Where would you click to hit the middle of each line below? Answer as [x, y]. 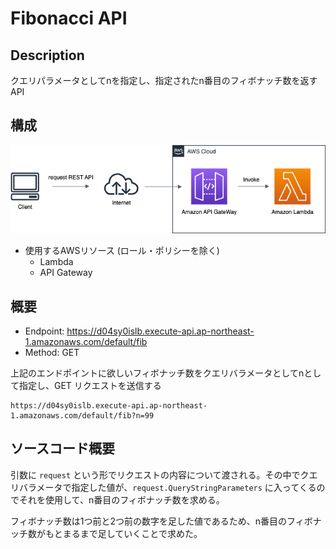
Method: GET [52, 352]
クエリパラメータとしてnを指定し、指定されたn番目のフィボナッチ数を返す [164, 80]
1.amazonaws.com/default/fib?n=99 [82, 415]
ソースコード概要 [62, 448]
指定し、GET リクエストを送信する [90, 385]
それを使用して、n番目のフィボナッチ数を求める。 [121, 499]
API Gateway [66, 273]
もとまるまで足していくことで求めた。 [123, 533]
